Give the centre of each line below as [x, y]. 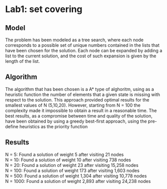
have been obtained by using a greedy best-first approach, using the [76, 121]
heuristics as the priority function [53, 126]
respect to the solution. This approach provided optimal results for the [77, 100]
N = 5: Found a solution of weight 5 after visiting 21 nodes [64, 154]
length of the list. [22, 61]
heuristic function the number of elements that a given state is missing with [82, 94]
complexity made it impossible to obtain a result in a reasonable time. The [81, 110]
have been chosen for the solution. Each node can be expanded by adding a [84, 51]
